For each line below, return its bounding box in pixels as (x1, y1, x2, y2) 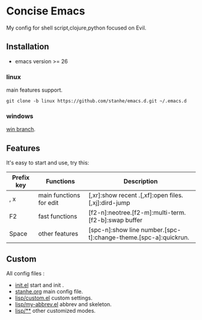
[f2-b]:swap (88, 216, 124, 224)
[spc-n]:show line (88, 226, 139, 234)
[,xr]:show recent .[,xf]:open (88, 191, 168, 199)
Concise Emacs (6, 4, 85, 18)
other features (38, 230, 79, 238)
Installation (6, 42, 49, 52)
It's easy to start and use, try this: (6, 159, 90, 166)
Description (123, 177, 158, 186)
